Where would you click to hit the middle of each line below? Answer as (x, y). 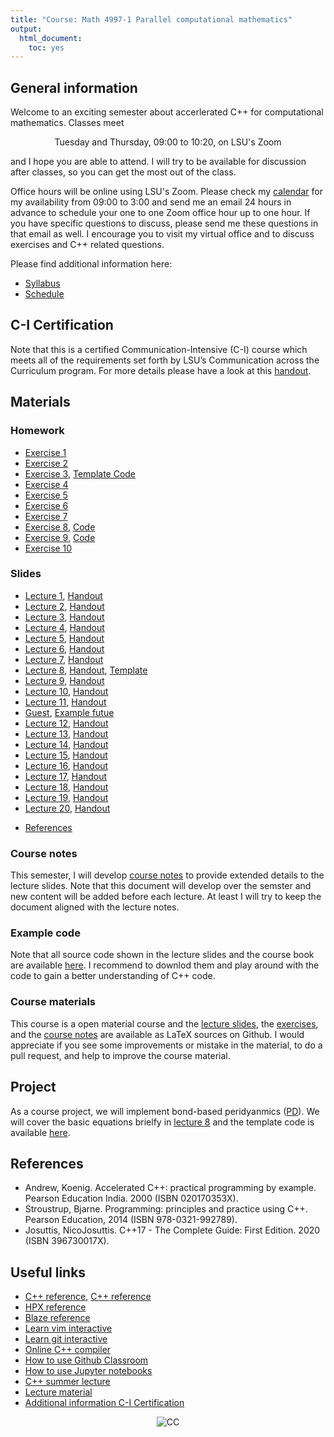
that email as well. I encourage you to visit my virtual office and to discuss (162, 234)
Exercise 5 (46, 495)
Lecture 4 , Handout (64, 627)
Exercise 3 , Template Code (80, 473)
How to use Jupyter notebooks (88, 1371)
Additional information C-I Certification (104, 1403)
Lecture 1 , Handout (63, 595)
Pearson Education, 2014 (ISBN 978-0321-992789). (131, 1220)
